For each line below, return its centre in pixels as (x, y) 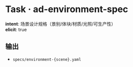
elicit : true (16, 29)
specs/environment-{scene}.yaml (47, 59)
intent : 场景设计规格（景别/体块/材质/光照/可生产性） (60, 24)
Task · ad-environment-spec (67, 9)
